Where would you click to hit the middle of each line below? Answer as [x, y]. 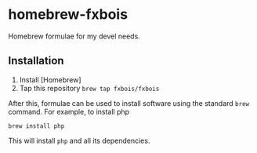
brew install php [36, 126]
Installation [36, 61]
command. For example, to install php [69, 111]
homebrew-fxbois [68, 15]
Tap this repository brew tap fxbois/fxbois [89, 88]
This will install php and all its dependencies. [79, 140]
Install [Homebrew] [50, 79]
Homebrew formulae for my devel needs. [74, 36]
